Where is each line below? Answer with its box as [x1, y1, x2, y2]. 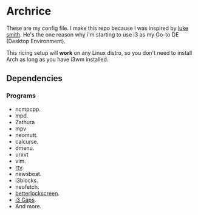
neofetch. [15, 183, 39, 190]
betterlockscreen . [15, 189, 60, 197]
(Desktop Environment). [6, 37, 66, 44]
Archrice [6, 4, 52, 18]
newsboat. [15, 170, 42, 177]
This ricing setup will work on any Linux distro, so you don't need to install [6, 49, 193, 56]
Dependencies [6, 73, 63, 83]
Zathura [15, 118, 35, 125]
